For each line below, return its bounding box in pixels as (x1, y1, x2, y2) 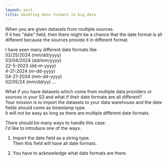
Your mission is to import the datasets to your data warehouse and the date (5, 99, 162, 105)
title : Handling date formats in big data (5, 12, 96, 17)
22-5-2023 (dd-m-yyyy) (5, 63, 57, 69)
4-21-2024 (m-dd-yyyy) (5, 68, 56, 74)
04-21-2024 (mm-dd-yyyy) (5, 73, 62, 79)
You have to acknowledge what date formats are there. (12, 150, 128, 156)
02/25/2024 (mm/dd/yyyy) (5, 51, 62, 58)
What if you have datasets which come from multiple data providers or (5, 88, 152, 94)
